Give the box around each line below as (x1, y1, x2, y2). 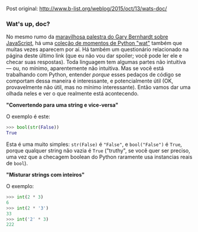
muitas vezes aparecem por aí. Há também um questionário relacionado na (6, 46, 189, 53)
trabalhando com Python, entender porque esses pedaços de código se (6, 71, 181, 78)
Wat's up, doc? (6, 20, 50, 28)
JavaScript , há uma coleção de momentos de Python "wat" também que (6, 40, 182, 47)
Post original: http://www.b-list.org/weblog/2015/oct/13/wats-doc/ (6, 5, 167, 12)
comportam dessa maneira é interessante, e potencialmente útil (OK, (6, 77, 173, 85)
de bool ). (6, 160, 28, 167)
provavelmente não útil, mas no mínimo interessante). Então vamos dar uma (6, 84, 191, 91)
